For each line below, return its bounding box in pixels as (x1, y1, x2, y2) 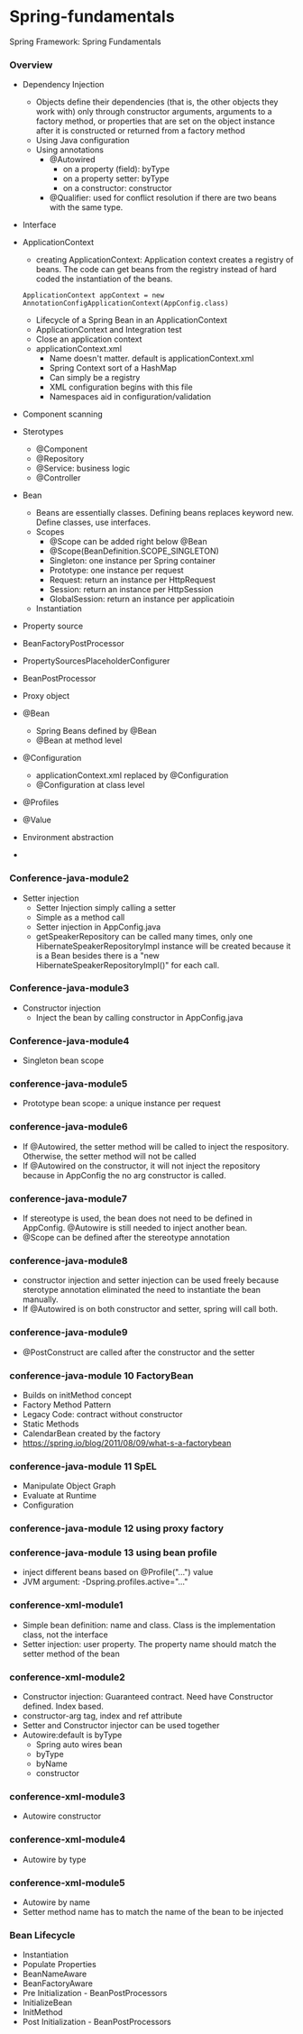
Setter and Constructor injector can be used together (22, 1720, 220, 1731)
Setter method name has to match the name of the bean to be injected (22, 1906, 284, 1917)
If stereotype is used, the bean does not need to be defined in (22, 1213, 252, 1223)
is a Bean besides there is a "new (35, 949, 161, 961)
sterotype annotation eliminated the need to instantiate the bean (22, 1285, 262, 1296)
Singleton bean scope (22, 1055, 105, 1066)
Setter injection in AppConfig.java (35, 921, 161, 932)
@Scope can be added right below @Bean (49, 536, 207, 547)
